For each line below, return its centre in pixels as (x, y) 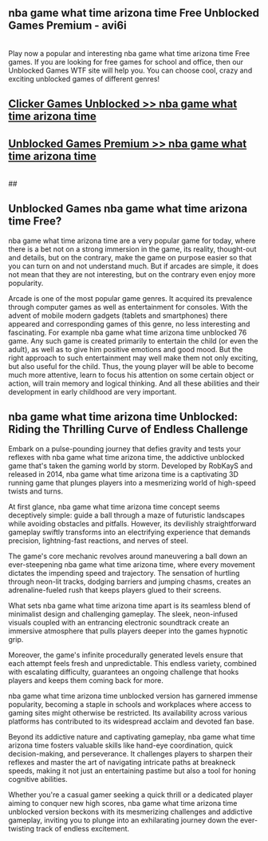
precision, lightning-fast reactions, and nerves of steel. (99, 540)
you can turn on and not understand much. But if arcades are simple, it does (134, 266)
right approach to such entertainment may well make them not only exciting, (133, 358)
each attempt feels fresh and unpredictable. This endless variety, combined (132, 663)
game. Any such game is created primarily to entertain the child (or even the (134, 341)
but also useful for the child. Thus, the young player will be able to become (131, 366)
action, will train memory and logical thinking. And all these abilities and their (134, 383)
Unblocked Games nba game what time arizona (128, 209)
